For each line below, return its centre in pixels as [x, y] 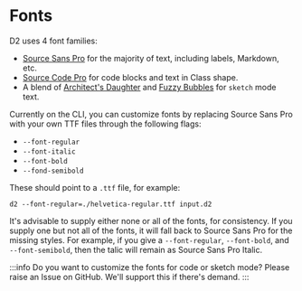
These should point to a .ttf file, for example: [95, 187]
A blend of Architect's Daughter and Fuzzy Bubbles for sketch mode [149, 87]
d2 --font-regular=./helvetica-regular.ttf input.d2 [111, 204]
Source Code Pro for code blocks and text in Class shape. [130, 77]
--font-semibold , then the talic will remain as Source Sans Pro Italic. [136, 249]
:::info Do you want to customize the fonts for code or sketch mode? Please [150, 267]
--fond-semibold [53, 171]
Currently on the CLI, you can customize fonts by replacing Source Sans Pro [151, 114]
